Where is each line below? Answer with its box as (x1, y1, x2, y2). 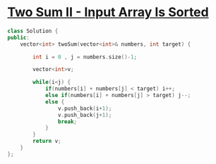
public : (7, 34, 30, 41)
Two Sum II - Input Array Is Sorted (7, 4, 210, 20)
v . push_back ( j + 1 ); (57, 111, 112, 118)
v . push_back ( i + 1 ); (57, 105, 112, 112)
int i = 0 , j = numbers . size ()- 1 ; (32, 53, 138, 61)
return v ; (32, 138, 61, 145)
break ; (57, 118, 78, 125)
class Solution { (7, 27, 59, 34)
